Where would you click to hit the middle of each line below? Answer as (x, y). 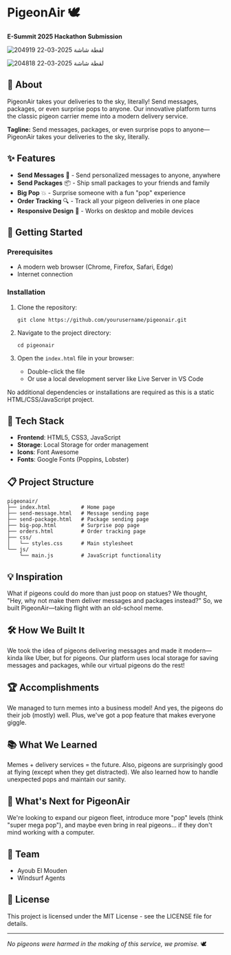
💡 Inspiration (35, 576)
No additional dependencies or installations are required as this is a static (111, 392)
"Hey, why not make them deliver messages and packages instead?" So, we (115, 600)
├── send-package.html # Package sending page (78, 520)
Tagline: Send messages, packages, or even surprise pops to (95, 129)
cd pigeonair (36, 345)
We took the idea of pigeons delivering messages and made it (95, 650)
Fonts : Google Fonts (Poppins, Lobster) (73, 460)
